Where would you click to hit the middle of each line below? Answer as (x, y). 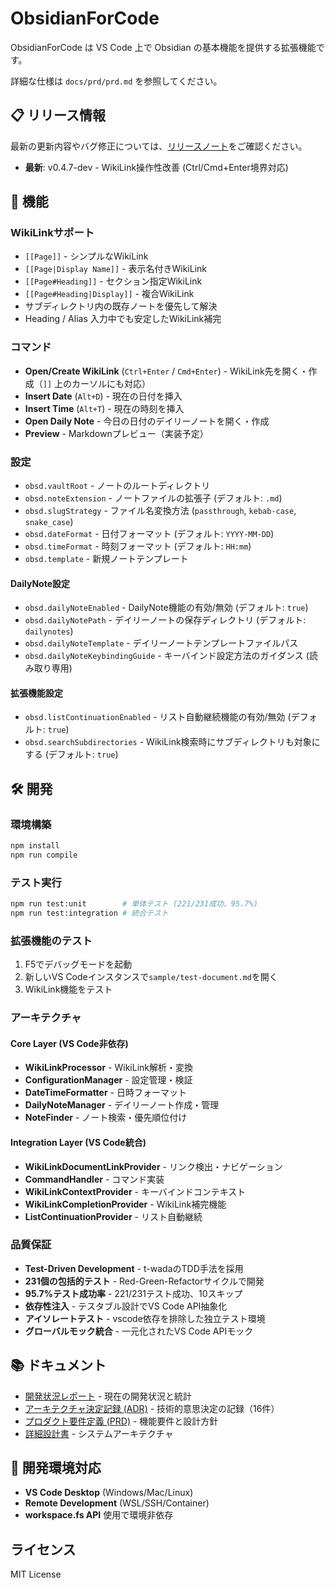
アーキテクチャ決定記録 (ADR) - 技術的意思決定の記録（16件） (152, 1408)
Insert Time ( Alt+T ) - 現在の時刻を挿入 (104, 408)
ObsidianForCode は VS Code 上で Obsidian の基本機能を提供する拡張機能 (163, 47)
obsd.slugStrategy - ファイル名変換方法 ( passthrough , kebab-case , (160, 511)
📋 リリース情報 (58, 115)
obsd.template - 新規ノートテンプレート (106, 559)
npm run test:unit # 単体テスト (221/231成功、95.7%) (134, 904)
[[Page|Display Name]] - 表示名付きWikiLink (115, 269)
